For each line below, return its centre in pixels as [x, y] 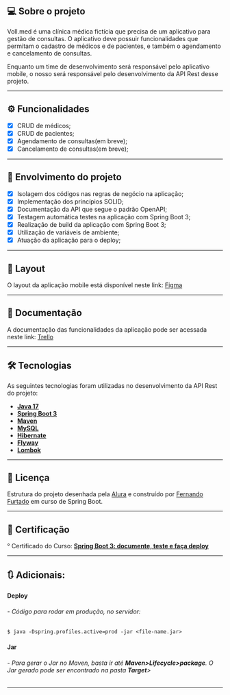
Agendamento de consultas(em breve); [72, 141]
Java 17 [28, 406]
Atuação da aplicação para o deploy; [69, 240]
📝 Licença [28, 477]
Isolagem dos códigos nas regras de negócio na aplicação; [100, 193]
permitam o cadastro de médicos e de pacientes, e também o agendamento [114, 46]
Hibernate [31, 435]
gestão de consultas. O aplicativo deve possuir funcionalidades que [103, 38]
